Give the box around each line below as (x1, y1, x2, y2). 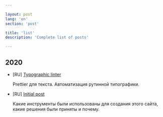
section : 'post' (5, 21, 39, 26)
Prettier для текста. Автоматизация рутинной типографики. (12, 81, 140, 87)
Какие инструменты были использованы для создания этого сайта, (12, 100, 158, 106)
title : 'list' (5, 30, 35, 35)
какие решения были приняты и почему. (12, 106, 100, 112)
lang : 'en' (5, 16, 28, 22)
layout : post (5, 12, 33, 17)
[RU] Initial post (12, 91, 45, 97)
